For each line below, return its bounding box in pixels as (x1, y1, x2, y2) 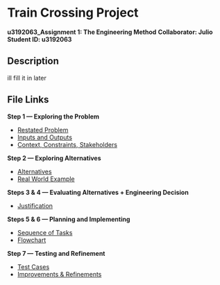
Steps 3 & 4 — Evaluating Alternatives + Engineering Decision (7, 188, 189, 196)
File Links (7, 94, 49, 105)
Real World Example (17, 175, 75, 183)
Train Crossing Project (7, 5, 139, 21)
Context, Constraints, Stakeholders (17, 140, 118, 148)
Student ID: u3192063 (7, 35, 72, 43)
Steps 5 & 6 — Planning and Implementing (7, 215, 130, 223)
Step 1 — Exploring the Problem (7, 112, 99, 121)
